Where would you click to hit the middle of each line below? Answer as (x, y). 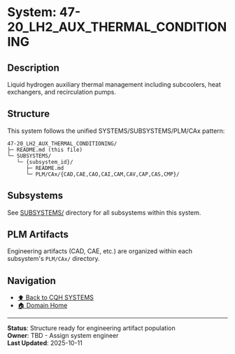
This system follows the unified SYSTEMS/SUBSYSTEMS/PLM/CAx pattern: (116, 131)
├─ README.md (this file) (45, 150)
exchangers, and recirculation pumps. (62, 92)
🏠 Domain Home (42, 306)
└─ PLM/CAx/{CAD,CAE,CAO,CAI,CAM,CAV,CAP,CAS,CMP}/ (102, 174)
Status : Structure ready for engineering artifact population (92, 328)
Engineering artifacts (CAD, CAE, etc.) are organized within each (100, 251)
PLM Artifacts (38, 235)
